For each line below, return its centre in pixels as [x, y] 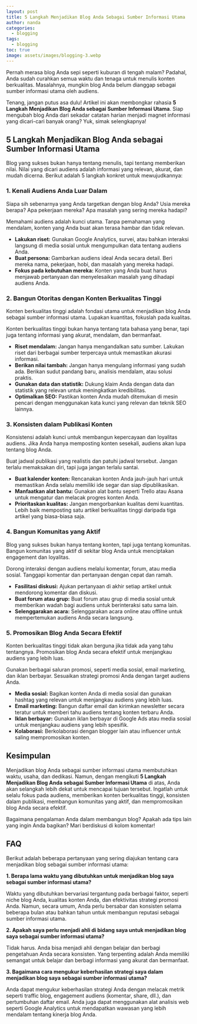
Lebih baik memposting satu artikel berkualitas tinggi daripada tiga [95, 510]
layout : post [22, 11]
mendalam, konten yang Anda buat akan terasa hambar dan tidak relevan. [96, 228]
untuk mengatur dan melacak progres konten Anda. [77, 498]
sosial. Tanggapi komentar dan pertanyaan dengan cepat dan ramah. [90, 575]
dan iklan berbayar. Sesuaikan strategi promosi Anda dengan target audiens [98, 676]
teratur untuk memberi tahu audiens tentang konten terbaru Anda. [94, 712]
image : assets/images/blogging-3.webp [54, 55]
